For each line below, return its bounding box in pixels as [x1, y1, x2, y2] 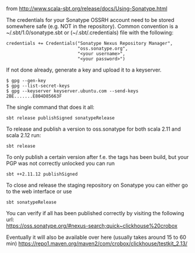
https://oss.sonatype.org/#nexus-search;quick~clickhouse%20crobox [6, 222, 178, 229]
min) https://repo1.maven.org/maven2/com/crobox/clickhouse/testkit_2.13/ [6, 240, 188, 247]
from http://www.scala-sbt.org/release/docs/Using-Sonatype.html [6, 5, 167, 12]
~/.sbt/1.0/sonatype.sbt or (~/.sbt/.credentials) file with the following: [6, 29, 174, 36]
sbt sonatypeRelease [6, 199, 57, 205]
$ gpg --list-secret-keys [6, 83, 70, 89]
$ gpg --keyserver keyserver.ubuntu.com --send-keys [6, 88, 139, 94]
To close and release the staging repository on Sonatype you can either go [6, 181, 188, 189]
